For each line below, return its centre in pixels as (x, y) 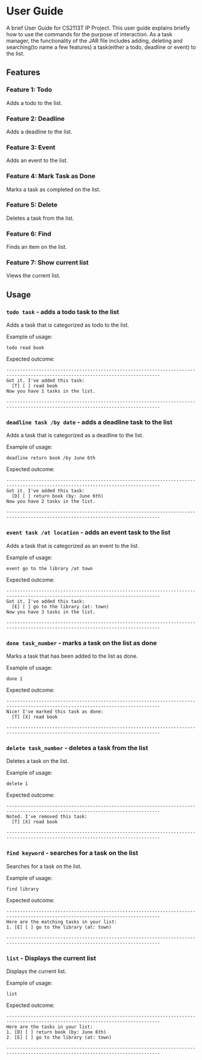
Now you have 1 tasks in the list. (51, 391)
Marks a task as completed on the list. (53, 189)
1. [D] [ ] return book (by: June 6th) (56, 1032)
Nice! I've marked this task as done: (55, 711)
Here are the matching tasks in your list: (62, 922)
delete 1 (17, 784)
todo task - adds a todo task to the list (63, 312)
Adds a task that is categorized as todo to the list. (68, 325)
